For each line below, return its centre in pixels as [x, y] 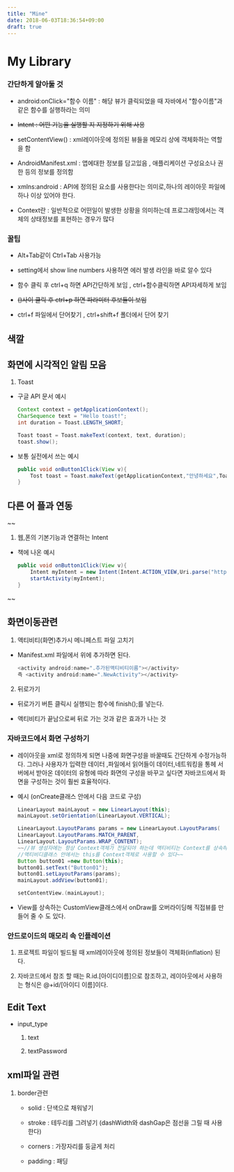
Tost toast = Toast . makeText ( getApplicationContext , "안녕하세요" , [125, 476]
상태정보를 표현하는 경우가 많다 [72, 219]
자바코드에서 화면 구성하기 [48, 739]
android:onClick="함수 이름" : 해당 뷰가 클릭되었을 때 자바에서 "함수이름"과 [120, 101]
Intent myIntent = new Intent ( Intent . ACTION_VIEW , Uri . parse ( [120, 572]
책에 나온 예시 [36, 552]
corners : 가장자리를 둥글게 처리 [71, 1146]
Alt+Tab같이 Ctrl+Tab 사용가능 [59, 255]
